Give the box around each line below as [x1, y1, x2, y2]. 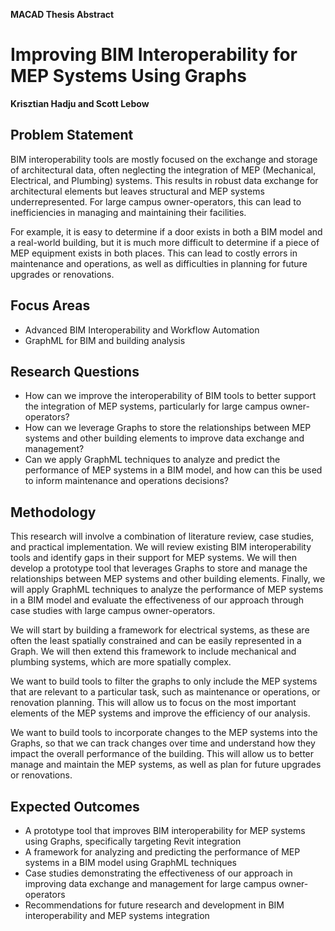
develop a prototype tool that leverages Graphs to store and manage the [10, 562, 308, 574]
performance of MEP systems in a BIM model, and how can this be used [24, 464, 323, 476]
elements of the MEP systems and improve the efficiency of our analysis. [10, 707, 311, 719]
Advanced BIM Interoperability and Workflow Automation [24, 324, 260, 336]
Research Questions [10, 363, 140, 380]
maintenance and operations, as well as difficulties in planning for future [10, 257, 308, 269]
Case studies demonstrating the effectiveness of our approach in [24, 867, 293, 879]
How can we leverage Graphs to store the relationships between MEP [24, 422, 312, 434]
